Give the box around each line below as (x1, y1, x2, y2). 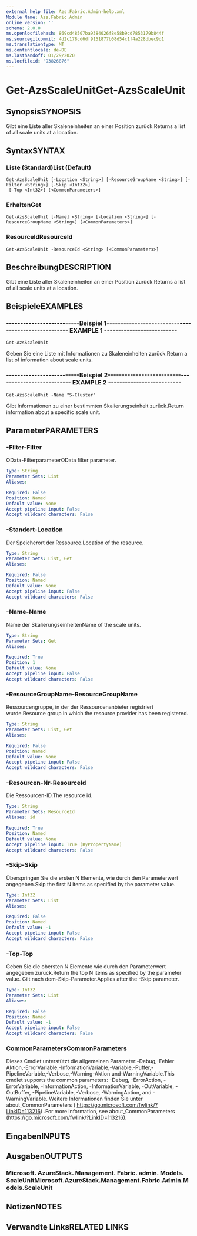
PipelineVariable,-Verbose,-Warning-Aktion (6, 1070, 111, 1077)
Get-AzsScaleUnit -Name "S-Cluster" (6, 392, 96, 398)
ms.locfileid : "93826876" (6, 58, 69, 64)
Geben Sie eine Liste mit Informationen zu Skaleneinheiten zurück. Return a (6, 350, 188, 357)
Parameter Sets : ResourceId (6, 809, 75, 815)
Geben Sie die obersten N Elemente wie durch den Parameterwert (6, 963, 166, 970)
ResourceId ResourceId (6, 233, 73, 241)
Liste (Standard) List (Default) (6, 163, 91, 172)
